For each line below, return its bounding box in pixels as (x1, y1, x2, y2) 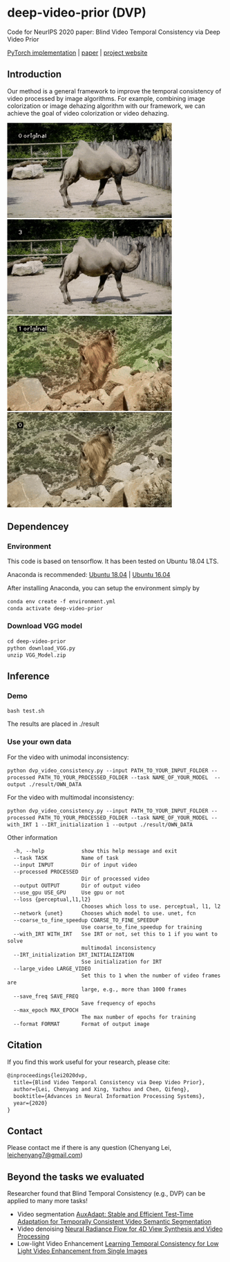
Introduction (7, 68, 62, 80)
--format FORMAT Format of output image (13, 1021, 150, 1027)
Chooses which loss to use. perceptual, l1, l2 (81, 903, 221, 910)
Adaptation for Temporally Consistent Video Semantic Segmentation (17, 1218, 212, 1226)
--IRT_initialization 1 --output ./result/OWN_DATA (41, 821, 193, 828)
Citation (7, 1039, 43, 1051)
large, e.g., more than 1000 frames (81, 986, 187, 993)
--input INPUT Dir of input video (13, 861, 137, 868)
